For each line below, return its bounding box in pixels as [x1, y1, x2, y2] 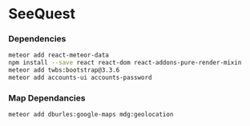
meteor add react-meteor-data [8, 51, 110, 60]
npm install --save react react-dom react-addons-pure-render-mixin [8, 59, 242, 67]
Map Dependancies [8, 93, 86, 104]
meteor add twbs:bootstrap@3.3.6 [8, 66, 120, 74]
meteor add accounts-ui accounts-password [8, 73, 152, 82]
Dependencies [8, 33, 67, 45]
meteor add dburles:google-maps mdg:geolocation [8, 111, 174, 119]
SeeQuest [8, 5, 76, 23]
